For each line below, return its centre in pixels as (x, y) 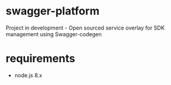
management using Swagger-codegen (54, 34)
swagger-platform (52, 11)
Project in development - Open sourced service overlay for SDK (85, 28)
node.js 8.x (28, 75)
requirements (40, 59)
